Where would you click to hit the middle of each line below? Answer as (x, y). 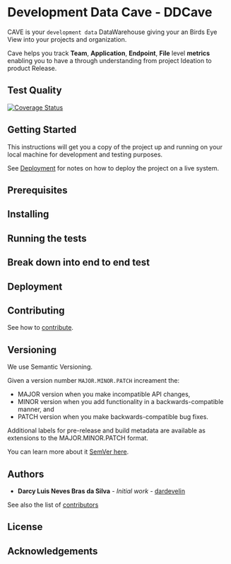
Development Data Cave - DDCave (110, 12)
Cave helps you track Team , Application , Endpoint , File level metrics (109, 53)
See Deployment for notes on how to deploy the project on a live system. (113, 168)
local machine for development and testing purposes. (85, 154)
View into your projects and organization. (67, 39)
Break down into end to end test (79, 263)
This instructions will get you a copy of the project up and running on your (115, 146)
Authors (26, 474)
